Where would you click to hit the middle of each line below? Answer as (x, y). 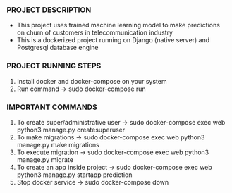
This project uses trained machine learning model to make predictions (118, 25)
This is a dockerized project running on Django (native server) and (113, 40)
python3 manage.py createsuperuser (71, 130)
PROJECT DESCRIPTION (49, 10)
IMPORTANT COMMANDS (52, 107)
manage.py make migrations (58, 144)
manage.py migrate (45, 159)
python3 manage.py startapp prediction (74, 175)
